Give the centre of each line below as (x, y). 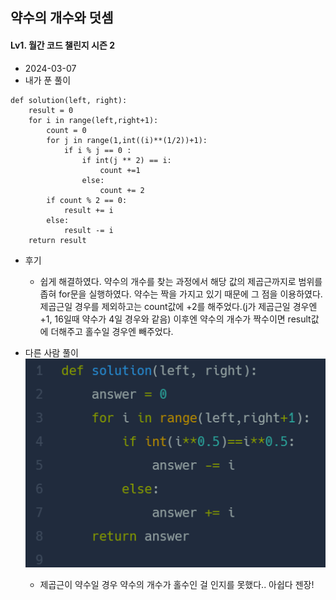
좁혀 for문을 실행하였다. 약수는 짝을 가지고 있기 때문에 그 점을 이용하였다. (181, 294)
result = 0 (51, 110)
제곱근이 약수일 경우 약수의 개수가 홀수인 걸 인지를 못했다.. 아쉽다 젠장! (177, 584)
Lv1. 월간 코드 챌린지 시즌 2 (62, 45)
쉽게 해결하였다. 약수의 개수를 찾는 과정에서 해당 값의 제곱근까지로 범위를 (181, 281)
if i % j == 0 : (97, 150)
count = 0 (66, 130)
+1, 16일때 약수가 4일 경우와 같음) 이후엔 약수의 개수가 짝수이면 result (175, 319)
